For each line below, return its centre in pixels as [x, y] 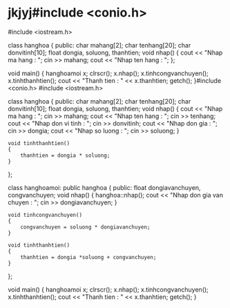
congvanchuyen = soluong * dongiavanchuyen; [85, 227]
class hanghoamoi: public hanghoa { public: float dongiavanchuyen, [104, 187]
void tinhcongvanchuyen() [45, 215]
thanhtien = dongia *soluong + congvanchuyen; [88, 257]
